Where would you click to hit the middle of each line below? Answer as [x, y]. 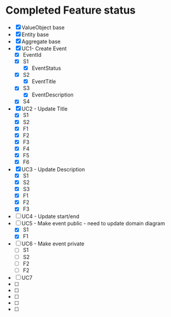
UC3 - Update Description [53, 169]
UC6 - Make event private [53, 244]
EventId [32, 54]
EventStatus [46, 68]
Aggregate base [41, 41]
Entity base [35, 34]
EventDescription [53, 95]
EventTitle [44, 82]
